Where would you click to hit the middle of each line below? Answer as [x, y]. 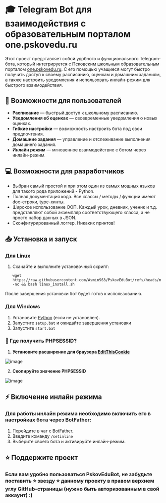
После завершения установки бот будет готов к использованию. [74, 294]
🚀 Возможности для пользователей [63, 101]
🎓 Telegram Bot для [49, 10]
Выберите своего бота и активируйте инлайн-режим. [69, 441]
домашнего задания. [34, 144]
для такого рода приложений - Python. [53, 191]
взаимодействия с [46, 24]
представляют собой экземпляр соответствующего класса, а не [81, 212]
